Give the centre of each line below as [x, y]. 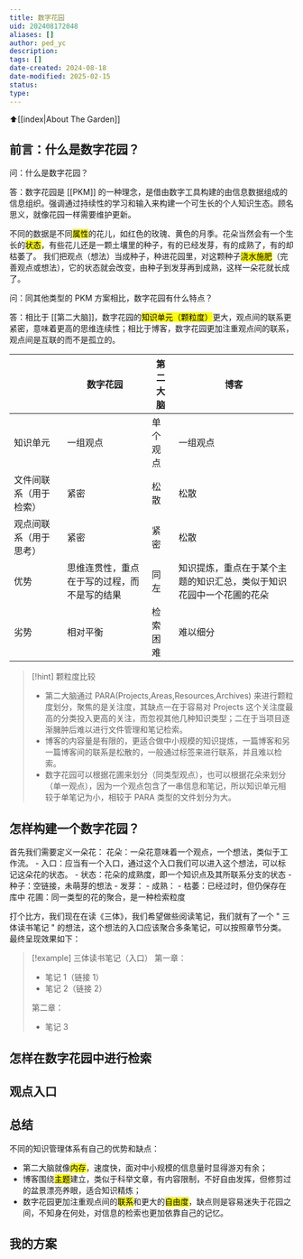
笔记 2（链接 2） [76, 988]
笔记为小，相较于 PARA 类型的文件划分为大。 [152, 797]
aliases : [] [32, 34]
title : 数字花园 [37, 18]
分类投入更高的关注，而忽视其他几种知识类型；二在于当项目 [171, 718]
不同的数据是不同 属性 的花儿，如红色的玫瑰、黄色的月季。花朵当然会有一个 [147, 234]
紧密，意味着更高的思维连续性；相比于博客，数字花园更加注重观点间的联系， [151, 329]
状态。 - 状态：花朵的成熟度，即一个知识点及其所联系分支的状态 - [170, 875]
